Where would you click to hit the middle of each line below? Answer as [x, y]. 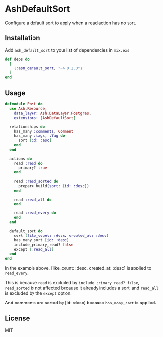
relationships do [27, 127]
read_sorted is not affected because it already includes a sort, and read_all [82, 288]
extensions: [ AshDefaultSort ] [45, 118]
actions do [21, 159]
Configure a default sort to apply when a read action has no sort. [71, 23]
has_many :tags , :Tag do [39, 136]
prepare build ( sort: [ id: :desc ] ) [54, 186]
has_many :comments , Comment [44, 132]
